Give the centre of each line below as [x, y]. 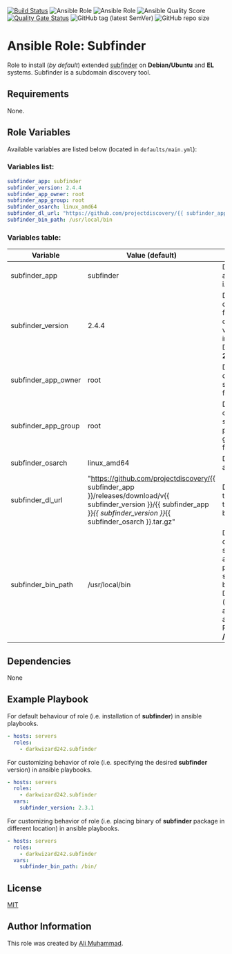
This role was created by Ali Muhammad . [65, 943]
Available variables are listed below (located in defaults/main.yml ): [102, 149]
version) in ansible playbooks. [50, 770]
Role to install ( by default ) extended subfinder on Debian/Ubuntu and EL [110, 65]
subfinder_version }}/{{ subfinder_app [148, 504]
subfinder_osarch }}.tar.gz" [132, 522]
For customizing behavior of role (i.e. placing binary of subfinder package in [116, 821]
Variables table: [34, 237]
